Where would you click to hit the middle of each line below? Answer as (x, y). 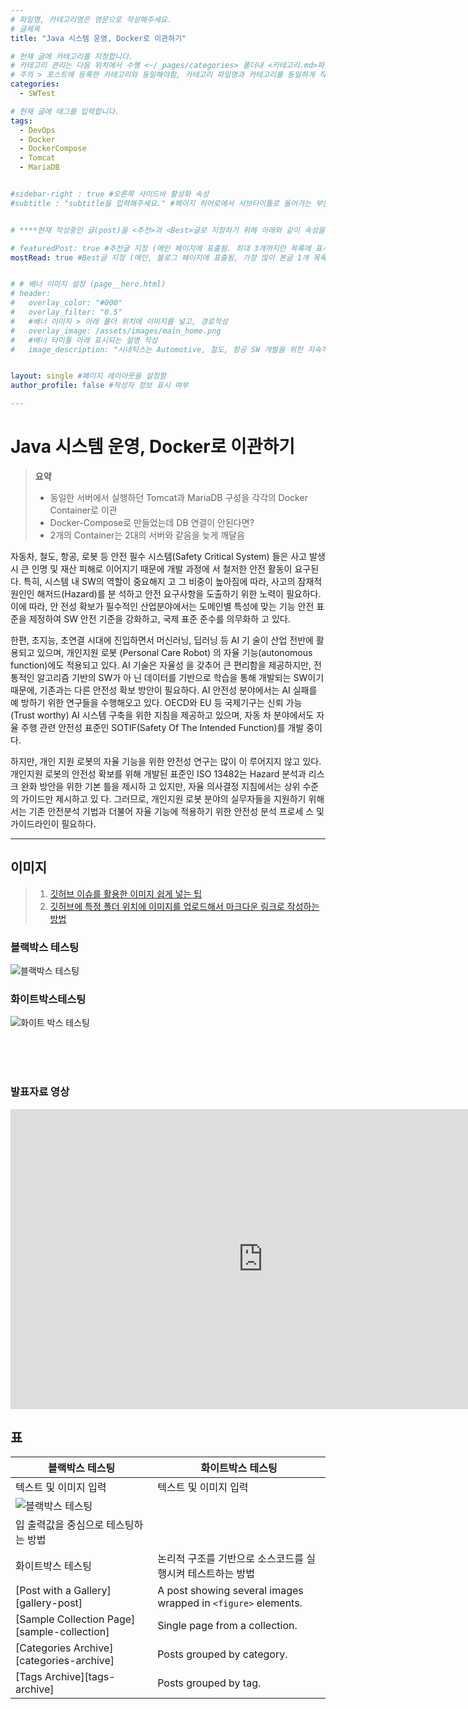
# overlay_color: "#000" (66, 303)
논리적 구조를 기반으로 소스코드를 (230, 1559)
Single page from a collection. (227, 1626)
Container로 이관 (83, 510)
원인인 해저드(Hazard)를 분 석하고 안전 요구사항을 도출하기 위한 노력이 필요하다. (166, 593)
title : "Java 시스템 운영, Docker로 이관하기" (98, 38)
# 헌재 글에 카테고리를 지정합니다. (72, 56)
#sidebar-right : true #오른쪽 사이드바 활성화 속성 (110, 194)
